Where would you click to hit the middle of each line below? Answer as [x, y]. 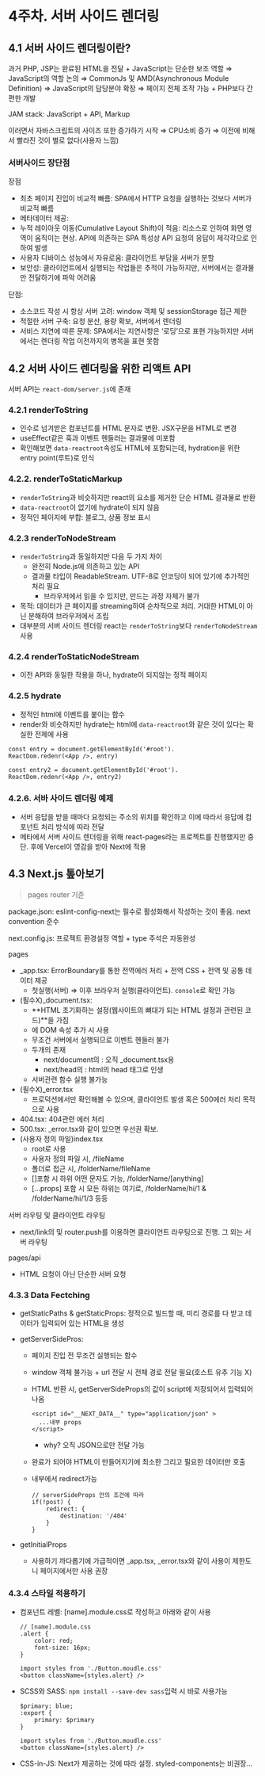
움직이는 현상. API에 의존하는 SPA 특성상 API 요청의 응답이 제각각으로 [142, 238]
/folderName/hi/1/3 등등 [70, 1198]
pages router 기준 [56, 894]
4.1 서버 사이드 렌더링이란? [70, 48]
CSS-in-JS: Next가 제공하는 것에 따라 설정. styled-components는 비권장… [136, 1763]
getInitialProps [43, 1545]
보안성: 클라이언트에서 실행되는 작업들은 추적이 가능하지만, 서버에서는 [126, 268]
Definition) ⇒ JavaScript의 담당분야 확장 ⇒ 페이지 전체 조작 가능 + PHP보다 [127, 88]
